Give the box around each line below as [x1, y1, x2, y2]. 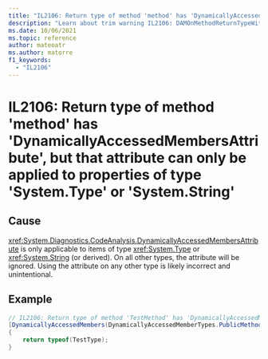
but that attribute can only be [49, 148, 247, 167]
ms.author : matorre [8, 49, 73, 57]
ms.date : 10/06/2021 [8, 26, 77, 34]
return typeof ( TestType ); [22, 336, 109, 344]
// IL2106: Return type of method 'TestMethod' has [8, 314, 183, 322]
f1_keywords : [8, 57, 52, 65]
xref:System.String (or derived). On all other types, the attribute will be [8, 252, 240, 262]
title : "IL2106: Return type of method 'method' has [8, 11, 187, 20]
